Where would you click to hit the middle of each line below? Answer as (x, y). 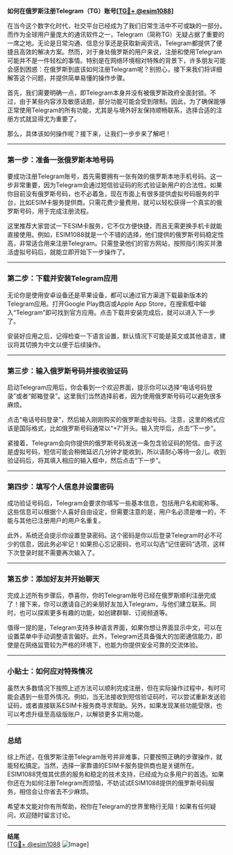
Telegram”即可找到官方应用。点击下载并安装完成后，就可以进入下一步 (116, 312)
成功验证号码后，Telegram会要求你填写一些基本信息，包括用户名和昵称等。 (115, 503)
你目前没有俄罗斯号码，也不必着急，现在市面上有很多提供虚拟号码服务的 (110, 194)
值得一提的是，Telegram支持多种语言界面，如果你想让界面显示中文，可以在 (115, 628)
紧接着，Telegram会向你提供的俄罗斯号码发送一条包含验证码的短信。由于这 (115, 443)
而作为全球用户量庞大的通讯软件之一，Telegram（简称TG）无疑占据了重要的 (116, 34)
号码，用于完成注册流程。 (55, 211)
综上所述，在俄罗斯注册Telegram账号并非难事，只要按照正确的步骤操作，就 (115, 757)
